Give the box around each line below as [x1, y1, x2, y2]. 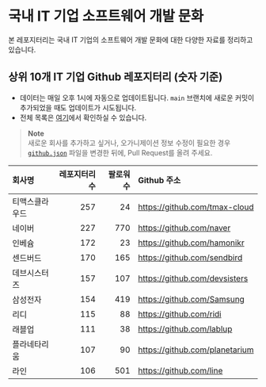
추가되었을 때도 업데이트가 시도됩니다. [19, 102, 137, 112]
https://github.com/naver [138, 222, 231, 233]
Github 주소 [138, 174, 181, 186]
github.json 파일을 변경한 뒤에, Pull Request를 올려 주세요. [27, 148, 213, 157]
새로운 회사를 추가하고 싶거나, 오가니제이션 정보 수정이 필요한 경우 [27, 138, 231, 148]
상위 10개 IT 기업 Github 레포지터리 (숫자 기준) [8, 71, 223, 84]
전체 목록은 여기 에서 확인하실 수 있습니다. [19, 113, 147, 122]
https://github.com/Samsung [138, 293, 245, 305]
